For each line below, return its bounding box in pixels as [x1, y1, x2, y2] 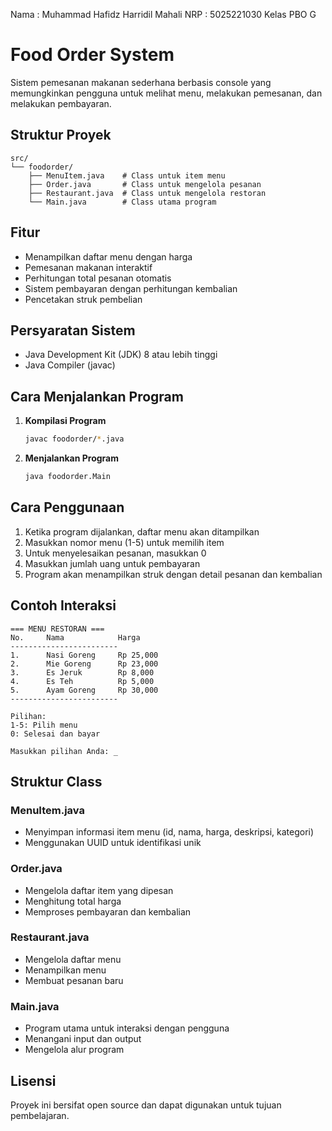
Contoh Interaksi [10, 597, 117, 614]
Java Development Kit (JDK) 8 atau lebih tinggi [24, 349, 218, 361]
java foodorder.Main [24, 472, 111, 482]
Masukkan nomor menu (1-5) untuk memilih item [24, 536, 225, 548]
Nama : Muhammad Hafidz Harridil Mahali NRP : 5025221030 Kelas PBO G [10, 9, 317, 20]
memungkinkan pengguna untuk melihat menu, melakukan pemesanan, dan [10, 87, 323, 99]
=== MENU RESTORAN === [10, 624, 105, 634]
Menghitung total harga [24, 895, 122, 907]
